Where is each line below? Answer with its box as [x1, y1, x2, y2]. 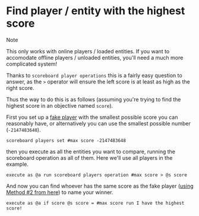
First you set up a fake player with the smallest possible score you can [6, 114, 178, 121]
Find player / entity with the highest [6, 4, 185, 18]
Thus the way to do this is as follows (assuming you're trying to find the [6, 96, 181, 103]
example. [6, 160, 29, 167]
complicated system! [6, 60, 58, 67]
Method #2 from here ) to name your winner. [6, 188, 113, 196]
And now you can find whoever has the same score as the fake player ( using [6, 182, 194, 189]
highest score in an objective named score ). [6, 102, 113, 109]
